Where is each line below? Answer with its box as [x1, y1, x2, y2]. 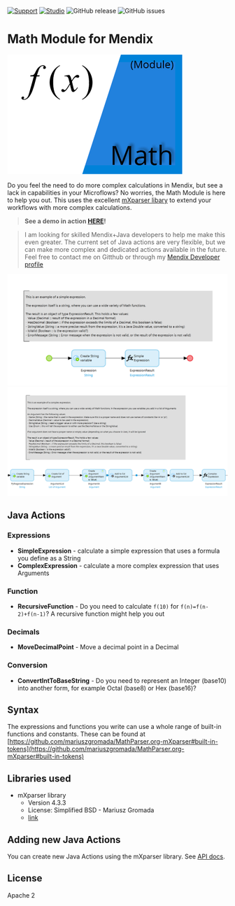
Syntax [7, 704, 39, 716]
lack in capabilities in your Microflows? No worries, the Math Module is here [7, 188, 226, 197]
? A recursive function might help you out [45, 609, 165, 618]
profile [24, 260, 43, 269]
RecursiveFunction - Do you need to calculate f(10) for [17, 602, 180, 610]
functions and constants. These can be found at [7, 730, 145, 738]
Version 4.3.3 [27, 798, 66, 807]
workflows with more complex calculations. [7, 203, 132, 211]
